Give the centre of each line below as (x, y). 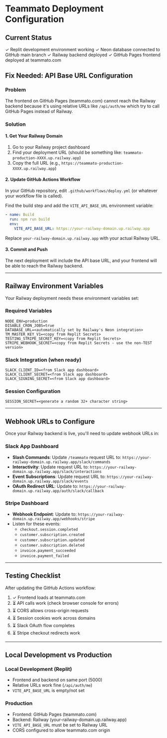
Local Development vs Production (59, 655)
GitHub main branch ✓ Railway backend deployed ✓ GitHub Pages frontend (83, 55)
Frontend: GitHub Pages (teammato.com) (54, 714)
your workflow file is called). (34, 196)
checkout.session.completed (49, 529)
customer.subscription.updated (52, 540)
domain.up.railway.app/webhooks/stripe (54, 519)
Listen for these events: (36, 524)
